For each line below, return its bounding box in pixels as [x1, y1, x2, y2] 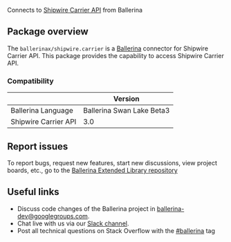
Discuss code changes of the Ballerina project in [17, 204, 156, 213]
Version [113, 94, 140, 104]
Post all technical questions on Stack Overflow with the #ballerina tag [17, 226, 216, 234]
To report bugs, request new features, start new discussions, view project [7, 158, 218, 167]
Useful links [7, 186, 60, 198]
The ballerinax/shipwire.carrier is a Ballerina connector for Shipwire [7, 44, 209, 53]
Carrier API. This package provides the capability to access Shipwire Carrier [7, 51, 225, 59]
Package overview [7, 26, 89, 37]
